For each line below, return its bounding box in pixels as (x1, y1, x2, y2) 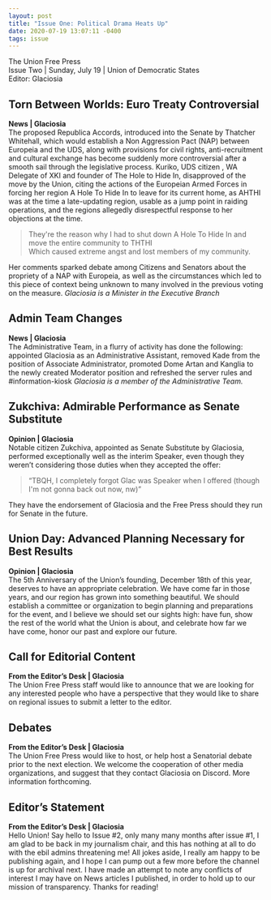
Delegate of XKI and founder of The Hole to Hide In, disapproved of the (8, 171, 247, 181)
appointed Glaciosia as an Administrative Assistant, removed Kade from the (8, 350, 260, 360)
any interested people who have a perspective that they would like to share (8, 688, 260, 698)
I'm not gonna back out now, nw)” (28, 484, 142, 494)
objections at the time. (8, 214, 84, 224)
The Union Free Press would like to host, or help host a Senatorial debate (8, 751, 252, 761)
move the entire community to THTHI (28, 238, 153, 248)
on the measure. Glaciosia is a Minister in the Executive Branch (8, 289, 220, 298)
